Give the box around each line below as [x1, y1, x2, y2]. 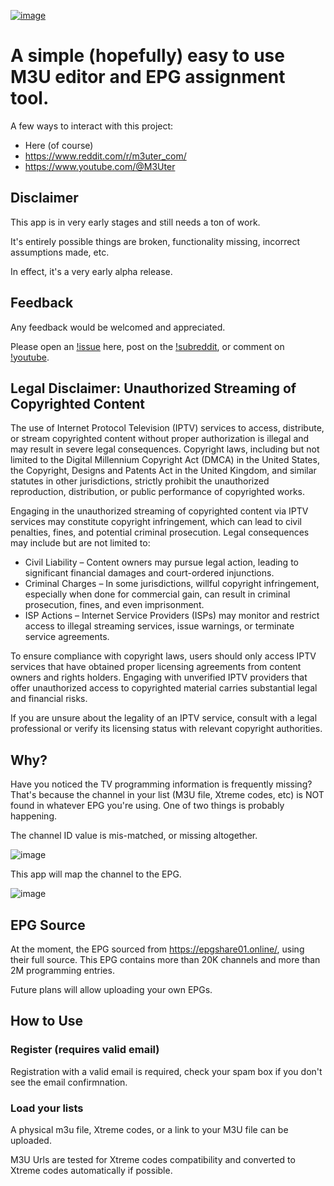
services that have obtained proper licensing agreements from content [10, 661, 302, 673]
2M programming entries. [10, 965, 115, 976]
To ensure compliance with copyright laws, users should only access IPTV [10, 650, 317, 662]
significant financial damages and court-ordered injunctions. [24, 567, 275, 579]
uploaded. [10, 1134, 52, 1146]
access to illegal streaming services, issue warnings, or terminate [24, 620, 295, 632]
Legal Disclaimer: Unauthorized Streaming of [10, 380, 297, 397]
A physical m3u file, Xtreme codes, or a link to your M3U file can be [10, 1123, 289, 1135]
